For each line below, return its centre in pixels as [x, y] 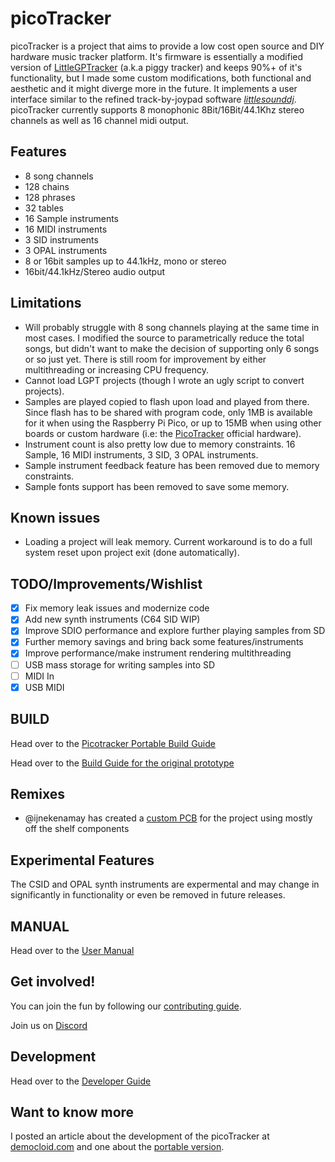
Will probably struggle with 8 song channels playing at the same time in [172, 327]
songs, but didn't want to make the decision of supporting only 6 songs [172, 348]
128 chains [47, 186]
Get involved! [53, 982]
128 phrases [50, 197]
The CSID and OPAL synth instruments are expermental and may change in [165, 884]
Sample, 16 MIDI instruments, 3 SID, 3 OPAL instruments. [141, 454]
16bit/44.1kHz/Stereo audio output [94, 271]
